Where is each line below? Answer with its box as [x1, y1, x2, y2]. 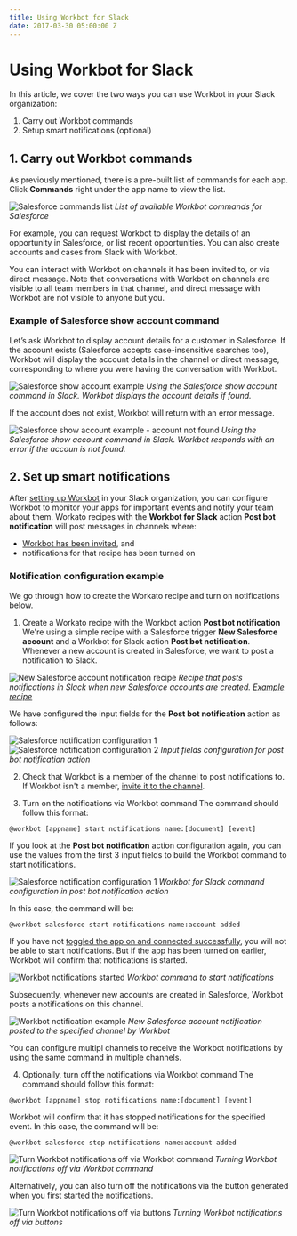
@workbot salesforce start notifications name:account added [9, 920, 241, 929]
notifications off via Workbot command [9, 1163, 154, 1174]
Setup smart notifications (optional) [21, 125, 152, 136]
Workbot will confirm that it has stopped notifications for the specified [9, 1111, 266, 1122]
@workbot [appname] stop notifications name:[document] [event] [9, 1095, 253, 1104]
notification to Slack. [21, 655, 98, 666]
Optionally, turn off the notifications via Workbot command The [21, 1069, 253, 1079]
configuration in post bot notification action [9, 885, 169, 896]
